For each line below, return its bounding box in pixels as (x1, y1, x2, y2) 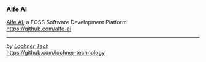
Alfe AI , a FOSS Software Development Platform (6, 19, 127, 26)
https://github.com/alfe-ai (6, 25, 72, 32)
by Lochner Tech (6, 43, 49, 50)
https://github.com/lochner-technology (6, 49, 105, 57)
